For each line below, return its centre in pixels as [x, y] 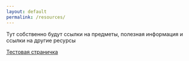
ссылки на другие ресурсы [41, 40]
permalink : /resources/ [36, 17]
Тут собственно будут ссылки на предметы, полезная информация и [94, 34]
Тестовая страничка [32, 52]
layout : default [26, 12]
